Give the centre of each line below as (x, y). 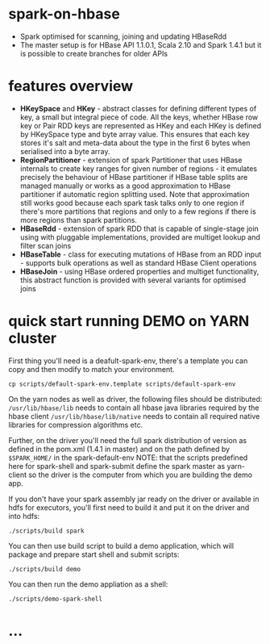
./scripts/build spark (46, 531)
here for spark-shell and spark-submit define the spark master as (117, 466)
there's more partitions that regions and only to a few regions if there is (138, 211)
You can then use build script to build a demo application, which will (121, 546)
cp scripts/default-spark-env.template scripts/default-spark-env (122, 384)
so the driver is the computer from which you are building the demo (140, 475)
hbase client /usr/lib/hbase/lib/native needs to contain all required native (134, 416)
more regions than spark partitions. (78, 220)
